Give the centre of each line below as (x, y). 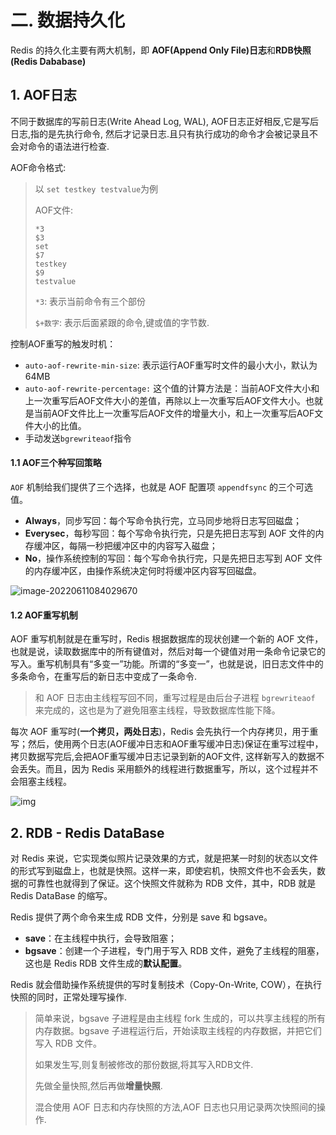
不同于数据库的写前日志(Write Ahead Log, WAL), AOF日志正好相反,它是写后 (165, 121)
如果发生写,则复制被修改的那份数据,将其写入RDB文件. (144, 1064)
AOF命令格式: (38, 167)
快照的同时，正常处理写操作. (69, 997)
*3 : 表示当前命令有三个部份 (90, 301)
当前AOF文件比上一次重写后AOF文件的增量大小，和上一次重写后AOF (174, 413)
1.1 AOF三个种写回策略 (56, 463)
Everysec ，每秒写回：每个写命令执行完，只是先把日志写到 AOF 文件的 (170, 533)
